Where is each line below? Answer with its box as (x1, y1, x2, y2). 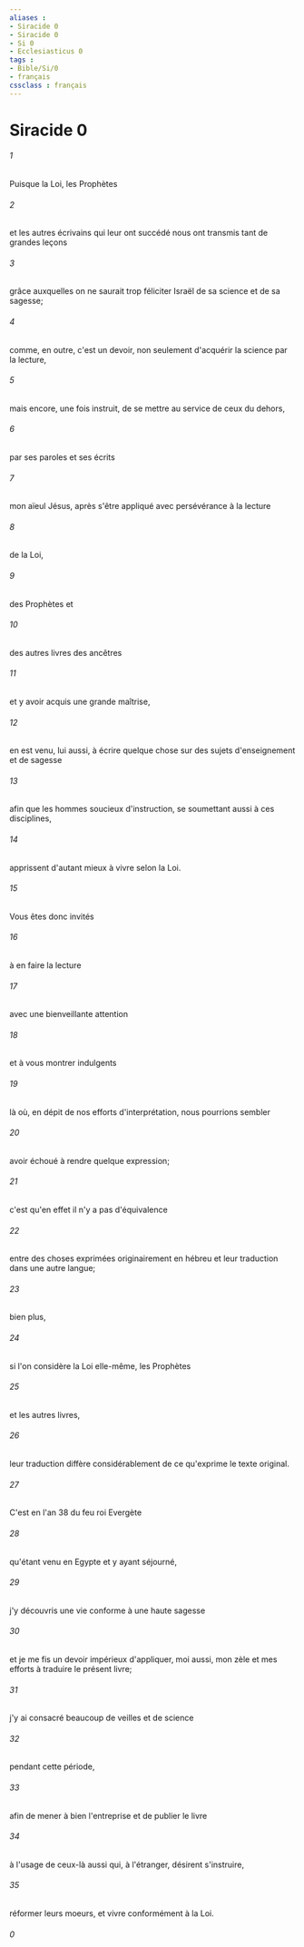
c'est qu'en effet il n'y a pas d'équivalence (9, 1204, 168, 1216)
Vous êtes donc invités (9, 911, 94, 922)
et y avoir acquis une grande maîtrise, (9, 696, 151, 708)
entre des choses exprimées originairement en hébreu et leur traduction (9, 1253, 279, 1264)
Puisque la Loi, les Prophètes (9, 179, 118, 190)
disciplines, (9, 813, 52, 824)
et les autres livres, (9, 1409, 81, 1420)
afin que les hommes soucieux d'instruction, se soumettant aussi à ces (9, 804, 275, 815)
